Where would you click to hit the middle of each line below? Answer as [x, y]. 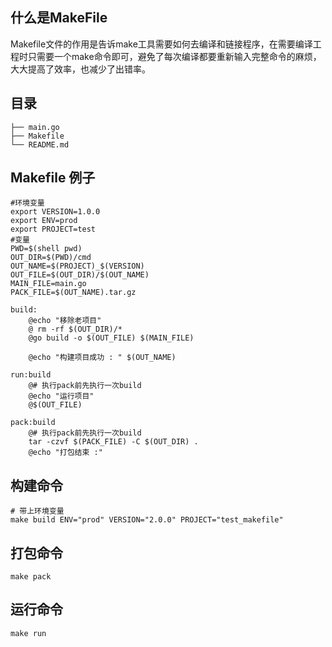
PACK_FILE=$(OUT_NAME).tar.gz [73, 293]
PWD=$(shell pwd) [46, 249]
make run [28, 633]
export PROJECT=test [53, 229]
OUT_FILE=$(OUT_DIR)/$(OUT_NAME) [80, 275]
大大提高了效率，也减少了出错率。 [80, 69]
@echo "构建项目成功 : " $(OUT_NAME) [102, 358]
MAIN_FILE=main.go [48, 284]
